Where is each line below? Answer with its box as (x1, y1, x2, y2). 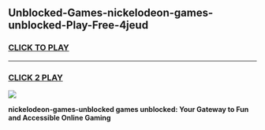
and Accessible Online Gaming (8, 113, 111, 122)
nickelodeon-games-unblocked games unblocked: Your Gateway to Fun (8, 104, 249, 113)
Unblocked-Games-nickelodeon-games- (8, 6, 214, 20)
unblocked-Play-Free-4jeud (8, 19, 148, 32)
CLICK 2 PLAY (8, 72, 63, 83)
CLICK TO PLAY (8, 43, 69, 54)
